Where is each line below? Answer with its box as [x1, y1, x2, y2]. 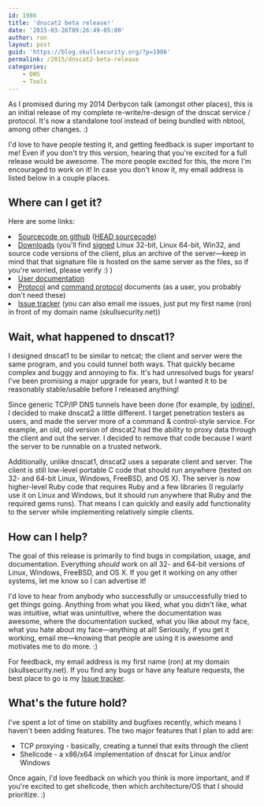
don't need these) [8, 291, 66, 300]
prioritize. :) [8, 790, 46, 799]
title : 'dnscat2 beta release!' [8, 19, 114, 27]
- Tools [22, 77, 47, 85]
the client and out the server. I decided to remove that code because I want [8, 433, 252, 443]
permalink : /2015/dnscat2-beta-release [8, 56, 139, 64]
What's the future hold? [8, 697, 128, 710]
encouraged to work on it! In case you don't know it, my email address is [8, 165, 244, 174]
